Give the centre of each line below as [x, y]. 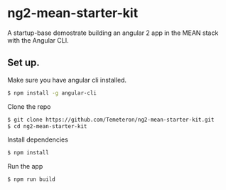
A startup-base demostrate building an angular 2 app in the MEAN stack [113, 33]
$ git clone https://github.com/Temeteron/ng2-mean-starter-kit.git [111, 120]
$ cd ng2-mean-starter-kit [47, 126]
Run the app [25, 167]
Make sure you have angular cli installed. [67, 80]
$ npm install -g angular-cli [52, 93]
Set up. [24, 63]
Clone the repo [29, 106]
